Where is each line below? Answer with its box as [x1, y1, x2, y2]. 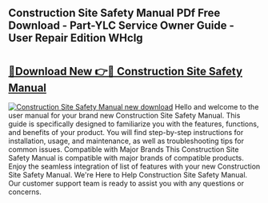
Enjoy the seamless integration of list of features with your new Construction [8, 161, 261, 171]
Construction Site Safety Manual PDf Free [8, 6, 221, 20]
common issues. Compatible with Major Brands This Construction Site [8, 145, 239, 154]
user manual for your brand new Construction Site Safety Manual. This [8, 111, 241, 120]
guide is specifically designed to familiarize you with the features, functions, [8, 119, 259, 129]
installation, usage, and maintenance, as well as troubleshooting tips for [8, 136, 245, 145]
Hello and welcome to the [174, 102, 259, 111]
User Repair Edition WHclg [8, 31, 143, 45]
